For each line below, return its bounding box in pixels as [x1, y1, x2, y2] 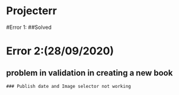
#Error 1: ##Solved [6, 24, 52, 31]
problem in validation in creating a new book [6, 68, 173, 78]
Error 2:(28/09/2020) [6, 44, 114, 58]
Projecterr [6, 4, 57, 18]
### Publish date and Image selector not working [6, 83, 132, 89]
